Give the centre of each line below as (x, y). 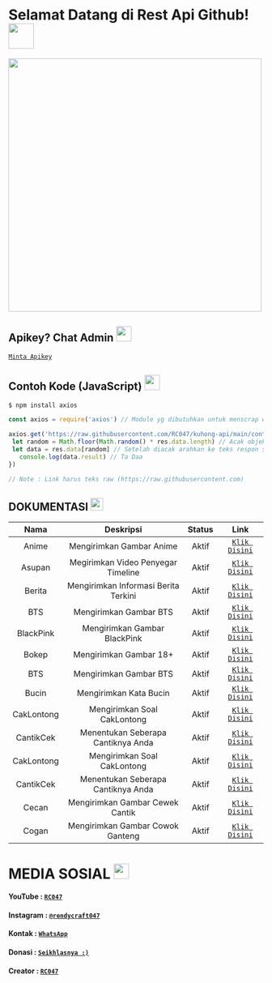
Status (200, 530)
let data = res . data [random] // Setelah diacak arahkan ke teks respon (135, 450)
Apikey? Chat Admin (61, 338)
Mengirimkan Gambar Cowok (123, 826)
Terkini (123, 596)
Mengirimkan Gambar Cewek (123, 802)
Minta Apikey (30, 357)
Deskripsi (123, 530)
